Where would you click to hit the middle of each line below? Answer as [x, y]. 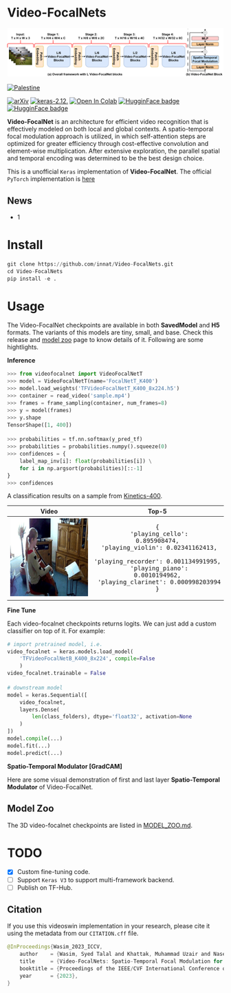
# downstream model [35, 687]
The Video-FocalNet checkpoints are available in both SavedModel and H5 [113, 325]
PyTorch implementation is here [51, 179]
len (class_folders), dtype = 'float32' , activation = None [112, 717]
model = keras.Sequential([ [47, 695]
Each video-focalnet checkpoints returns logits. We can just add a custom [112, 623]
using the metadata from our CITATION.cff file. [73, 933]
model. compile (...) [35, 739]
